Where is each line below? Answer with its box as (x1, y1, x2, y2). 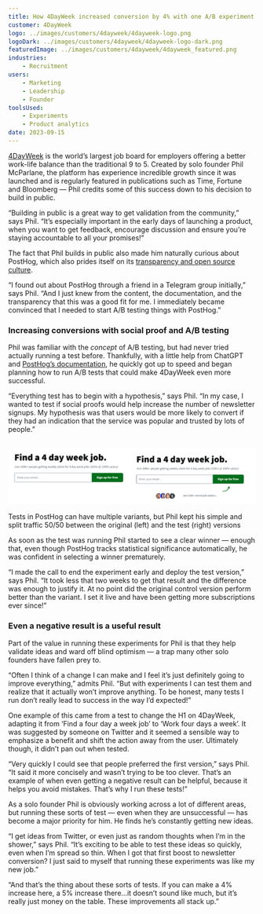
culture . (8, 265, 33, 274)
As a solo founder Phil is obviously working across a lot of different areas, (8, 799, 247, 809)
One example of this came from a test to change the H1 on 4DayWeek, (8, 711, 236, 720)
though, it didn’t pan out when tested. (8, 744, 130, 753)
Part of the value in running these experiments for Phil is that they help (8, 638, 236, 648)
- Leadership (22, 87, 65, 95)
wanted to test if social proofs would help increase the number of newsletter (8, 400, 255, 409)
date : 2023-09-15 (8, 129, 65, 137)
